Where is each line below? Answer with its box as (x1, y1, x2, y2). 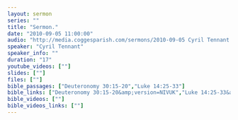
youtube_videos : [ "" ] (7, 63, 72, 70)
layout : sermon (7, 10, 52, 18)
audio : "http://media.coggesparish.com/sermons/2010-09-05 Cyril (7, 37, 204, 44)
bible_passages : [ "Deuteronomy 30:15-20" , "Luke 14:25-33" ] (7, 83, 186, 90)
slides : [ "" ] (7, 69, 46, 76)
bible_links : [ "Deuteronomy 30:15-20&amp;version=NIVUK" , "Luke (7, 89, 198, 96)
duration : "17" (7, 56, 52, 64)
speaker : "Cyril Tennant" (7, 43, 84, 50)
